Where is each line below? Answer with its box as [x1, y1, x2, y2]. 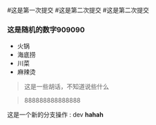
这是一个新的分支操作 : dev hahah [7, 110, 104, 119]
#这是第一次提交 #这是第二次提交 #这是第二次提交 [7, 6, 150, 14]
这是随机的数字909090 [7, 25, 85, 35]
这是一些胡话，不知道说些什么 [23, 82, 109, 91]
